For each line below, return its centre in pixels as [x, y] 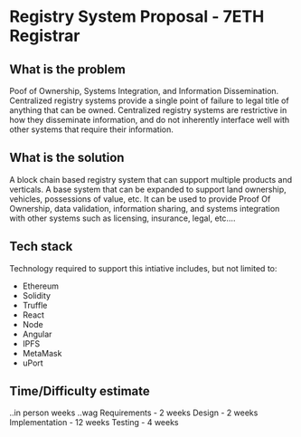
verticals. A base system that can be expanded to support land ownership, [148, 189]
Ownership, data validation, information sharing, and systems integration [145, 208]
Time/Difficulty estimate [80, 391]
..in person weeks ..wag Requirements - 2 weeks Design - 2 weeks [134, 413]
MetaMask [42, 353]
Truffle [35, 305]
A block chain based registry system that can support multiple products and [150, 179]
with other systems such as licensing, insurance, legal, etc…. [122, 218]
